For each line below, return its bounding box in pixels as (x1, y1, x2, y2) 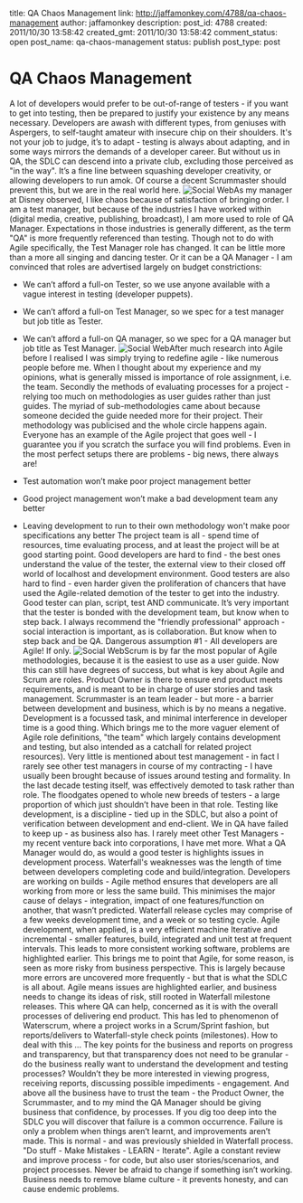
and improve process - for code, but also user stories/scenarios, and (22, 1154, 279, 1165)
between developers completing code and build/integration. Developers (22, 866, 291, 876)
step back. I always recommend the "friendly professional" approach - (22, 616, 286, 627)
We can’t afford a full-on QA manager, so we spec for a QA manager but (22, 333, 291, 344)
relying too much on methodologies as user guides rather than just (22, 391, 271, 402)
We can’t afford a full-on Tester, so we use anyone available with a (22, 279, 270, 289)
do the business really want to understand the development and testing (22, 1058, 289, 1069)
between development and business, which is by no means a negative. (22, 703, 287, 714)
